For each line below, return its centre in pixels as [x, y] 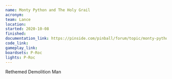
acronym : [15, 15]
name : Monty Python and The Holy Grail [48, 10]
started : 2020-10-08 [27, 29]
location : [16, 24]
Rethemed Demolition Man [33, 72]
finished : [16, 34]
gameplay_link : [21, 48]
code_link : [17, 43]
